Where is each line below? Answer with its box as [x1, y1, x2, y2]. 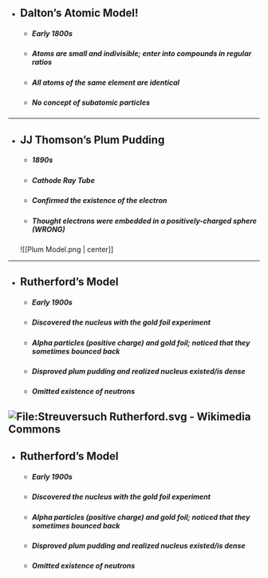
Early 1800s [31, 28, 73, 38]
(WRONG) [31, 224, 65, 234]
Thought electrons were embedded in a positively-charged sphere [31, 216, 257, 225]
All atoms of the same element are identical [31, 78, 180, 87]
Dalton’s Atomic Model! [19, 6, 139, 20]
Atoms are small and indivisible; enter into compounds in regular [31, 49, 252, 58]
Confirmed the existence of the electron [31, 196, 167, 205]
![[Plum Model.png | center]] [19, 244, 114, 254]
